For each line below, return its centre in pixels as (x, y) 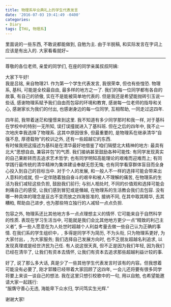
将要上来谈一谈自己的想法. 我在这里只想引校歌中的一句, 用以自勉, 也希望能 (83, 276)
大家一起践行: (24, 282)
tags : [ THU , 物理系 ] (26, 29)
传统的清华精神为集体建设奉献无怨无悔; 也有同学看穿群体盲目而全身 (93, 164)
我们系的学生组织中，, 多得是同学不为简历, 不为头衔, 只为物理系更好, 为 (91, 233)
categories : (18, 19)
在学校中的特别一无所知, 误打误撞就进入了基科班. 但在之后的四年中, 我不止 (83, 126)
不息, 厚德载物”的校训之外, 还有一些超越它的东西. (61, 139)
